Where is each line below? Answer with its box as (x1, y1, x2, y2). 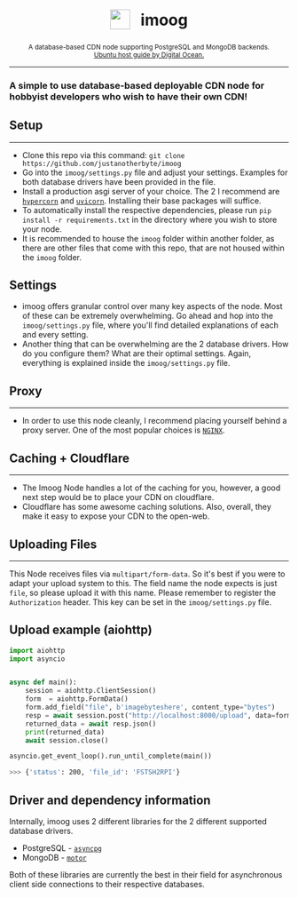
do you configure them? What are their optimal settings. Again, (21, 348, 252, 359)
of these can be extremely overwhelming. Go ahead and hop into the (21, 311, 273, 322)
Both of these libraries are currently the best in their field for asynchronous (9, 870, 283, 880)
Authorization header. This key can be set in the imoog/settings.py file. (9, 596, 272, 608)
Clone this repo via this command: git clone (21, 149, 185, 160)
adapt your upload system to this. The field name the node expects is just (9, 577, 278, 588)
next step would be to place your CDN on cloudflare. (21, 492, 215, 503)
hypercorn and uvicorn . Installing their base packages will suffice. (21, 195, 262, 206)
